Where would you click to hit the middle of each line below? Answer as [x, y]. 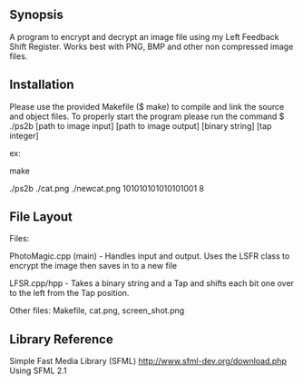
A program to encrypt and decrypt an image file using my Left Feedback [144, 36]
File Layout [41, 217]
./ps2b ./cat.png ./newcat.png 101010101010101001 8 [107, 188]
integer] [24, 135]
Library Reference [61, 339]
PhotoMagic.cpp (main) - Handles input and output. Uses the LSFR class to [150, 256]
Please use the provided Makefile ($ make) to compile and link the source [147, 106]
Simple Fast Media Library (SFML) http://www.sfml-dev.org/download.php [148, 361]
